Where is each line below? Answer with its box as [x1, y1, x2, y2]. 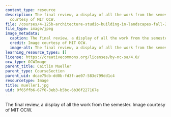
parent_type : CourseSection [5, 69, 65, 74]
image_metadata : [5, 31, 40, 36]
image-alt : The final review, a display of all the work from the [10, 45, 154, 50]
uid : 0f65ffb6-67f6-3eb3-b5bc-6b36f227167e [5, 87, 99, 93]
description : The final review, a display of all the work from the [5, 12, 154, 17]
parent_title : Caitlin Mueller [5, 64, 72, 69]
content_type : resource [5, 7, 56, 13]
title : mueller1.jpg [5, 83, 49, 88]
